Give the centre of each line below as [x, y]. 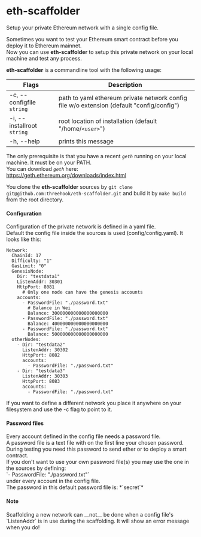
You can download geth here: [42, 168]
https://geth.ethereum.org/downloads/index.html [66, 175]
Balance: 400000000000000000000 [68, 324]
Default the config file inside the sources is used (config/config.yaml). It [95, 233]
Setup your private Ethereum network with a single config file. [83, 28]
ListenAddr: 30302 [45, 350]
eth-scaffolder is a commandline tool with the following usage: [84, 70]
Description [125, 85]
